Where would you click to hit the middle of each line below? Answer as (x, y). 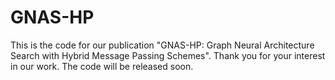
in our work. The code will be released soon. (102, 66)
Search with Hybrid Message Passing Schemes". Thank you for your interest (168, 55)
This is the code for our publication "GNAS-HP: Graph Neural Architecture (162, 45)
